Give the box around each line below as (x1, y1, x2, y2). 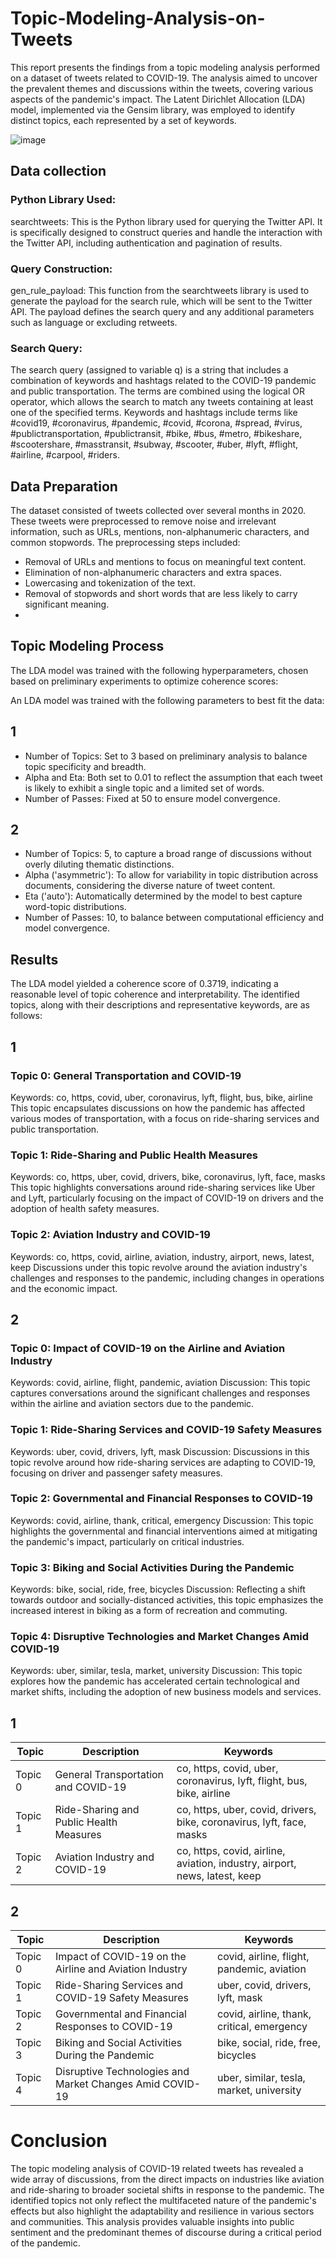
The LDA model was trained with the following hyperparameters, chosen (10, 664, 309, 676)
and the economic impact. (10, 1282, 118, 1294)
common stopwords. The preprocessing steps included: (10, 537, 241, 549)
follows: (10, 1010, 43, 1022)
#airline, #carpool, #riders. (10, 449, 120, 461)
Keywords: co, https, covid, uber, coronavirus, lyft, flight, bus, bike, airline (10, 1091, 313, 1103)
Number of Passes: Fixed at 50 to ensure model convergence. (24, 792, 281, 804)
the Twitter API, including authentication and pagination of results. (10, 237, 283, 249)
